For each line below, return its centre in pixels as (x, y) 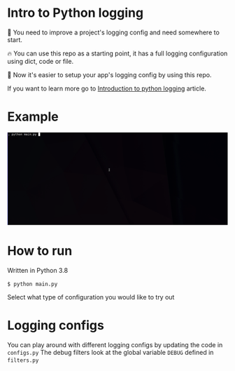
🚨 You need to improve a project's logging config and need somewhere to (114, 32)
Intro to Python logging (76, 13)
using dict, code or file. (41, 61)
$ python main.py (33, 284)
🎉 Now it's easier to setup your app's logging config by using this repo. (109, 74)
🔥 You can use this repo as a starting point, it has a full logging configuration (117, 53)
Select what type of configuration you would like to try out (91, 297)
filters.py (23, 360)
